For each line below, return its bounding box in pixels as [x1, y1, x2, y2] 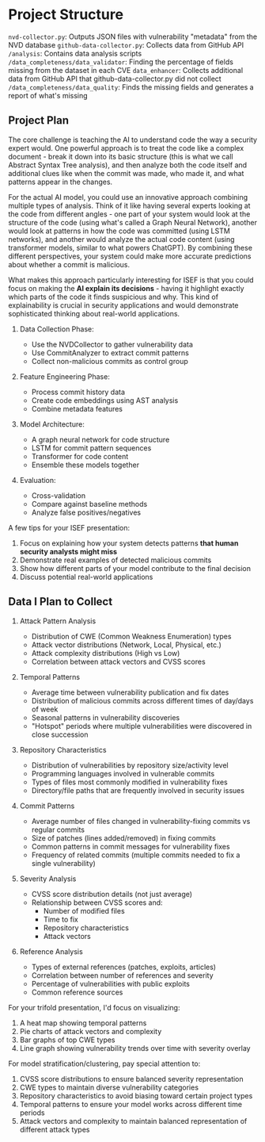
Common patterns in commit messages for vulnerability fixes [31, 841, 231, 851]
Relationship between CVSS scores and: [31, 898, 164, 907]
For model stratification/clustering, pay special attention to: [8, 1059, 201, 1068]
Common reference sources [31, 987, 123, 997]
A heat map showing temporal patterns [19, 1017, 147, 1028]
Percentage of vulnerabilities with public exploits [31, 979, 190, 988]
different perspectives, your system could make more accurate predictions [8, 251, 252, 261]
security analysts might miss [19, 546, 117, 556]
